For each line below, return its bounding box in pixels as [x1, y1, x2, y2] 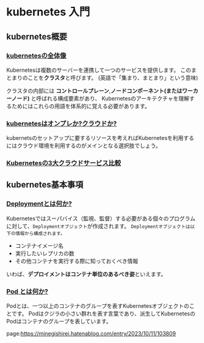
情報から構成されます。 [15, 230, 65, 236]
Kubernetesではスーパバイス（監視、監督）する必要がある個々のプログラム [6, 215, 195, 222]
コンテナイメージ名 [15, 242, 64, 249]
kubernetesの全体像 [6, 51, 67, 60]
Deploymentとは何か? [6, 199, 72, 208]
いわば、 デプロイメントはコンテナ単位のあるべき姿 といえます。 [6, 270, 167, 277]
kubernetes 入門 [6, 5, 90, 19]
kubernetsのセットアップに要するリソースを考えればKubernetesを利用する [6, 134, 194, 142]
